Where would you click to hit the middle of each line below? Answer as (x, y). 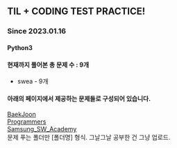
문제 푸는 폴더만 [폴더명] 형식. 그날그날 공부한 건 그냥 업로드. (89, 138)
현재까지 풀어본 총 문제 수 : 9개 (48, 65)
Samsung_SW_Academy (42, 129)
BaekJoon (22, 115)
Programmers (27, 122)
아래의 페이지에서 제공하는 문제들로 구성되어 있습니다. (79, 98)
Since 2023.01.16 (37, 31)
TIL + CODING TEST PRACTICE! (76, 11)
